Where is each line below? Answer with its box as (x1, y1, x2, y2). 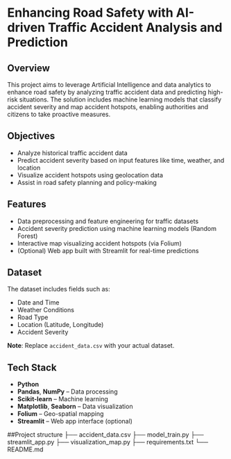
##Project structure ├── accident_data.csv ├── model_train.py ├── (7, 430, 204, 439)
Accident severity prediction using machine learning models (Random (17, 224, 217, 232)
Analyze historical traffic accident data (17, 148, 128, 157)
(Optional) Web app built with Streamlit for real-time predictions (17, 246, 199, 255)
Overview (7, 62, 51, 74)
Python (17, 380, 40, 389)
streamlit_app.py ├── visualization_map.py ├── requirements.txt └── (7, 438, 209, 446)
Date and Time (17, 298, 60, 307)
